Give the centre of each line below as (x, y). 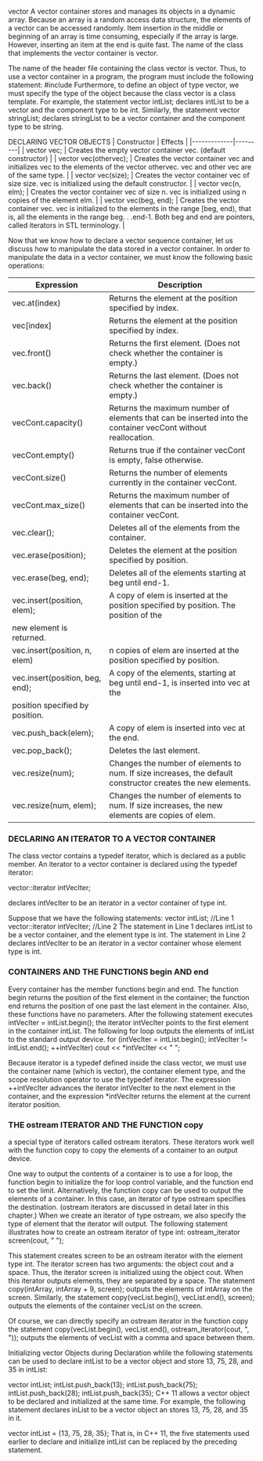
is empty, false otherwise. (156, 460)
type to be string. (36, 126)
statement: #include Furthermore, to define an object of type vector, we (124, 85)
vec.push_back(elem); (53, 733)
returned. (29, 637)
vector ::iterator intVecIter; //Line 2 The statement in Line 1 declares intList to (130, 926)
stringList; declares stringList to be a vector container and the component (127, 118)
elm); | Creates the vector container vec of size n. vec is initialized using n (127, 192)
